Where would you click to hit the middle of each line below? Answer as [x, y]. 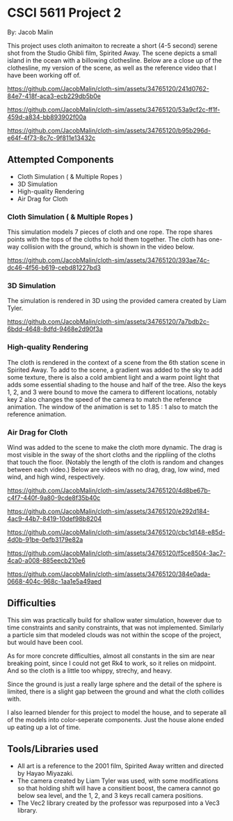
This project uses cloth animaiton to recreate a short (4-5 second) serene [112, 45]
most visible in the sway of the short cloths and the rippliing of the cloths [112, 455]
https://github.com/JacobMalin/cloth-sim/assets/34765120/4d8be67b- [109, 490]
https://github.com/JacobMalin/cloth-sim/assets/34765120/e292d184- [109, 511]
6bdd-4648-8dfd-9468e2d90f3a [55, 329]
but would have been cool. [45, 642]
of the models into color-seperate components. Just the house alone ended [115, 719]
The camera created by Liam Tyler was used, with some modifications [118, 781]
